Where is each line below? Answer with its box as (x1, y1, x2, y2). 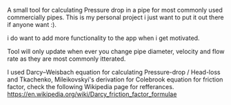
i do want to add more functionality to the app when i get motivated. (7, 34, 200, 42)
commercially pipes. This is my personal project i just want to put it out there (7, 13, 224, 21)
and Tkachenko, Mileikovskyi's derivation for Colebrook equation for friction (7, 75, 223, 84)
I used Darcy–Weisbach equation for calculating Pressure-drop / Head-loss (7, 68, 221, 76)
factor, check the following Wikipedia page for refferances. (7, 83, 174, 90)
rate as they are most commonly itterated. (7, 55, 126, 63)
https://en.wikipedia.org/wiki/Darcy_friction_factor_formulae (7, 90, 177, 98)
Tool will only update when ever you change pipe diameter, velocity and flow (7, 48, 225, 55)
